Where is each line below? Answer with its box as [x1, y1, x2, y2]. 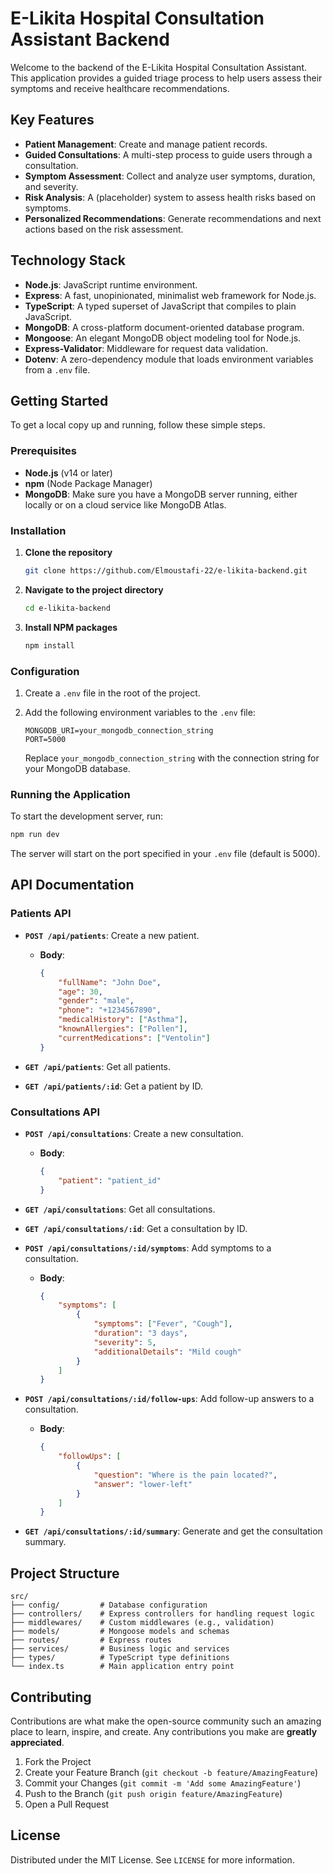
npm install [24, 640, 75, 651]
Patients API [10, 907, 72, 921]
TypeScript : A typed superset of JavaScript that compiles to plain [24, 300, 297, 312]
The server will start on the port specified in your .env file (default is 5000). [10, 848, 321, 860]
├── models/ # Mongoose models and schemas [10, 1627, 230, 1637]
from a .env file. [24, 363, 91, 376]
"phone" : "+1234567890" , [58, 1005, 162, 1016]
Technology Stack [10, 252, 126, 269]
